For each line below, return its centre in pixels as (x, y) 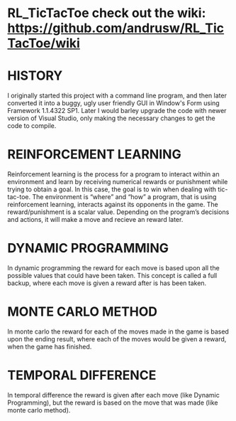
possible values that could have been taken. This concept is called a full (112, 276)
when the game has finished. (50, 346)
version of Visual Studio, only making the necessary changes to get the (111, 118)
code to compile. (32, 126)
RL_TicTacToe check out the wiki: (107, 13)
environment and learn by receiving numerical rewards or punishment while (118, 182)
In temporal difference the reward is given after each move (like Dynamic (113, 395)
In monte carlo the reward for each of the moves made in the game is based (118, 331)
